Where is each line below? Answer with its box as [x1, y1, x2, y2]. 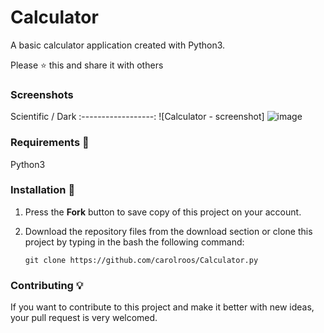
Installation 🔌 [10, 183, 76, 197]
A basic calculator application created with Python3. [10, 39, 226, 51]
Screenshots [10, 87, 74, 101]
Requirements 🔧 [10, 136, 90, 150]
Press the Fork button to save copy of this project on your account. [24, 206, 302, 218]
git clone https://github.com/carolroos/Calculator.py [24, 255, 259, 265]
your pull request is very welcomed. [10, 312, 158, 324]
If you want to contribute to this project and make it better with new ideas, [10, 301, 315, 313]
